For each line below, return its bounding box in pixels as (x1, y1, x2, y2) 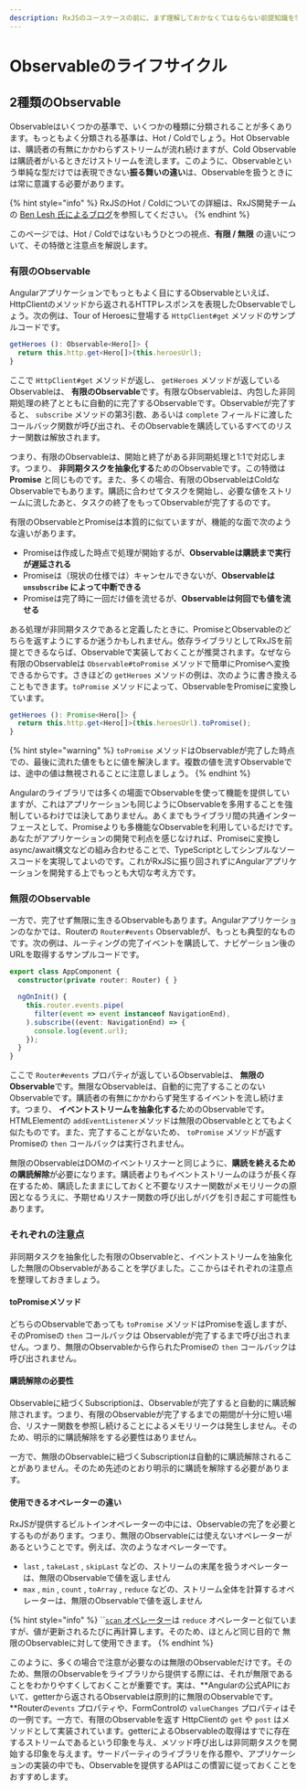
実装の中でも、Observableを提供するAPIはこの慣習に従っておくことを (33, 1760, 297, 1771)
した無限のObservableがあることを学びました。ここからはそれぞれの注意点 (9, 1263, 294, 1273)
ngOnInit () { (17, 993, 68, 1002)
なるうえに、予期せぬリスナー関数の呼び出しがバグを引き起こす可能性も (25, 1192, 297, 1203)
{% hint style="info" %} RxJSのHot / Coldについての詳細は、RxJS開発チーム (9, 197, 297, 208)
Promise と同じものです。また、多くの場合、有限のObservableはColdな (9, 474, 281, 485)
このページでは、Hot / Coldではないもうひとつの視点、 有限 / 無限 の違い (9, 228, 281, 239)
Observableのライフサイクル (9, 56, 228, 76)
